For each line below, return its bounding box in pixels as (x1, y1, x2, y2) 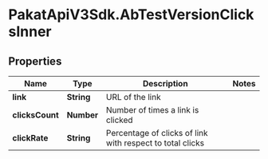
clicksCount (12, 109, 60, 121)
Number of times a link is (106, 105, 199, 115)
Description (142, 78, 189, 89)
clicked (106, 114, 133, 125)
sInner (8, 22, 52, 41)
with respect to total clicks (106, 137, 205, 149)
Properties (8, 54, 62, 68)
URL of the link (106, 92, 161, 102)
